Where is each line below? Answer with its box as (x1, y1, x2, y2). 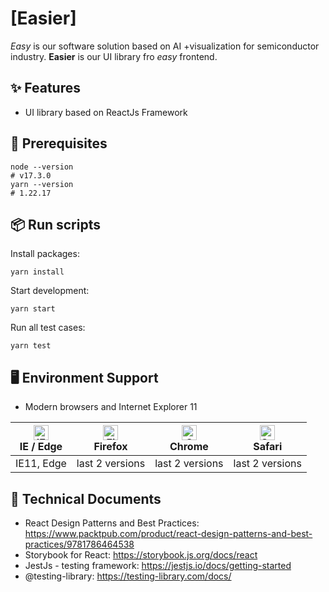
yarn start (10, 304, 56, 314)
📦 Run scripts (10, 216, 101, 233)
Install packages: (10, 248, 80, 260)
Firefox (93, 440, 128, 454)
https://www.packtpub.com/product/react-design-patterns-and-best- (24, 528, 313, 539)
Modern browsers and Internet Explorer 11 (24, 401, 198, 413)
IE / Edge (19, 440, 63, 454)
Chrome (169, 440, 209, 454)
